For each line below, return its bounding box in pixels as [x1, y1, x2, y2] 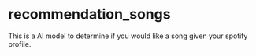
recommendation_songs [8, 5, 171, 23]
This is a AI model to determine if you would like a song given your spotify [8, 31, 248, 40]
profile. [8, 39, 32, 48]
